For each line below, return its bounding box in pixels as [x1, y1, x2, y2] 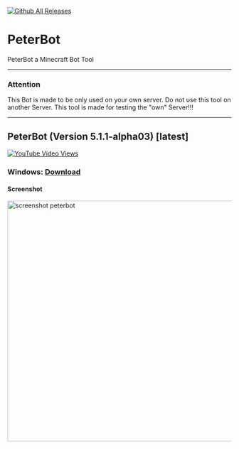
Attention [7, 79, 41, 89]
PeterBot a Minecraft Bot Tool [7, 55, 95, 63]
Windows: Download [7, 167, 81, 177]
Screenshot [7, 185, 43, 193]
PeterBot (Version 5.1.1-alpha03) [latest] [7, 130, 189, 142]
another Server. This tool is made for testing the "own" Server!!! [7, 103, 194, 112]
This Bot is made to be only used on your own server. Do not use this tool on [7, 96, 231, 104]
